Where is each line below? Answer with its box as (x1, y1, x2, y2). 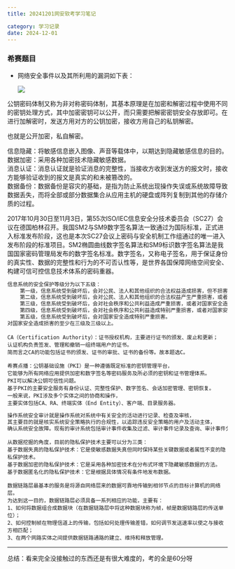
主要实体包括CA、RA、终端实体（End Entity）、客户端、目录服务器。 (7, 399, 179, 407)
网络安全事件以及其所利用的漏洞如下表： (17, 71, 134, 79)
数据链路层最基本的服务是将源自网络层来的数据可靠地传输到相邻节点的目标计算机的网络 (7, 482, 221, 490)
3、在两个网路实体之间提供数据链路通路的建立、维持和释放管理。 (7, 535, 166, 542)
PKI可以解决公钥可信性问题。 (7, 377, 80, 384)
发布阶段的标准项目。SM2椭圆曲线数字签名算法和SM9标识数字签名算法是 (7, 240, 218, 249)
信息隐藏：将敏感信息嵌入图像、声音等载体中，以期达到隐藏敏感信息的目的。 (7, 147, 228, 155)
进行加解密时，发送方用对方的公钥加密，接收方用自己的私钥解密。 (7, 116, 197, 125)
